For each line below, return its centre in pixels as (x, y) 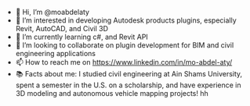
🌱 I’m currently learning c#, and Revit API (82, 37)
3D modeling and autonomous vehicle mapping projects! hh (112, 93)
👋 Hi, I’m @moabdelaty (53, 12)
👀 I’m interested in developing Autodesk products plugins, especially (126, 20)
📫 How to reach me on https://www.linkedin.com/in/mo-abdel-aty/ (124, 62)
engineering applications (56, 53)
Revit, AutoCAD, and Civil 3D (62, 28)
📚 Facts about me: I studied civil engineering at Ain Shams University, (129, 74)
